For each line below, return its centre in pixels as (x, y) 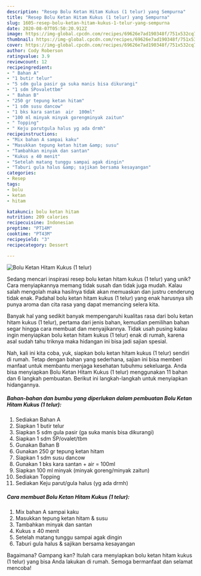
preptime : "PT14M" (30, 228)
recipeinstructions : (33, 134)
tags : (13, 184)
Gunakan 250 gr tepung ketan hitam (60, 452)
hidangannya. (24, 385)
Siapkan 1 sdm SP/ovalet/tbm (51, 439)
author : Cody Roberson (35, 51)
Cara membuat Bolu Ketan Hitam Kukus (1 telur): (68, 497)
